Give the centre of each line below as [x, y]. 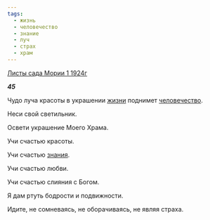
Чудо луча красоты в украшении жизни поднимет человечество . [105, 100]
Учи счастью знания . [39, 155]
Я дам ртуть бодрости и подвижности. [65, 195]
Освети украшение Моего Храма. [58, 127]
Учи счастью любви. [38, 168]
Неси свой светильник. [42, 114]
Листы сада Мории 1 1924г [47, 73]
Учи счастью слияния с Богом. [53, 182]
